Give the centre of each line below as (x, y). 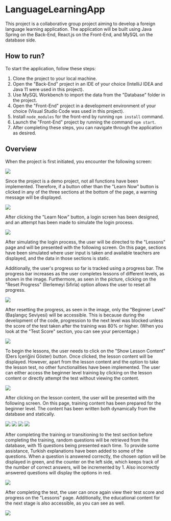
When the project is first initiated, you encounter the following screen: (79, 161)
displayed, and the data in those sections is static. (58, 258)
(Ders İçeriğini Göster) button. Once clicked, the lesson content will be (79, 356)
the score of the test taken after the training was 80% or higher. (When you (84, 326)
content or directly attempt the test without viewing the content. (72, 378)
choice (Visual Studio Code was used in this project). (68, 111)
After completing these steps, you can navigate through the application (87, 127)
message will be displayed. (34, 197)
